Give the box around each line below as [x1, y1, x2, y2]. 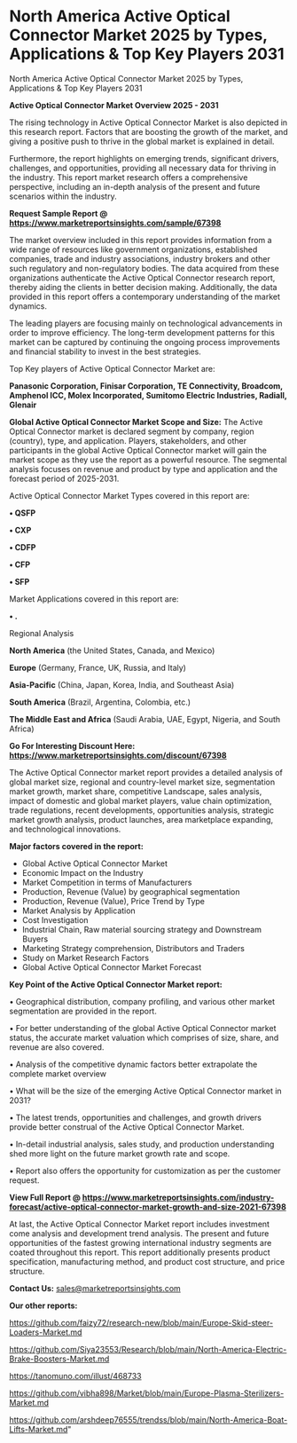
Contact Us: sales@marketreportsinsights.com [9, 1282, 182, 1293]
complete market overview [9, 1068, 106, 1079]
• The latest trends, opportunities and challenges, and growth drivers [9, 1112, 262, 1123]
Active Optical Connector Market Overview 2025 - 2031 [9, 99, 219, 110]
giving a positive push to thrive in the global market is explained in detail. [9, 136, 275, 146]
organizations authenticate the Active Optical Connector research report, [9, 272, 276, 283]
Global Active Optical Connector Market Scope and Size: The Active [9, 416, 263, 427]
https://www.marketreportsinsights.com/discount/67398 [9, 750, 228, 761]
